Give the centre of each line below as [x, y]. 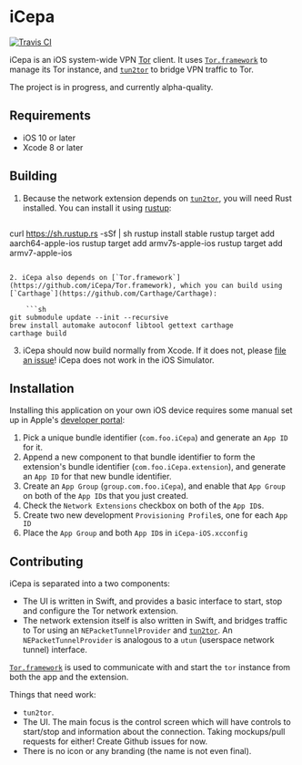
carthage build [38, 333]
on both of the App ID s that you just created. [106, 496]
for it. [33, 448]
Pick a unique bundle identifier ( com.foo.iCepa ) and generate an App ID [155, 438]
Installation [42, 388]
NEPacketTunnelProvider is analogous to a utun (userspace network [148, 640]
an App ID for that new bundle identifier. [97, 477]
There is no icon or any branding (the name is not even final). [137, 751]
